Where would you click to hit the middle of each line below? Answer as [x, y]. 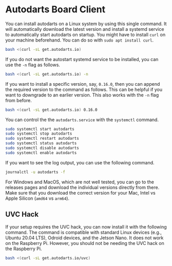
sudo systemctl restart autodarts [42, 139]
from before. [18, 100]
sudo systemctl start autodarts [40, 129]
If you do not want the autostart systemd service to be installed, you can [82, 59]
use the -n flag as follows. [33, 65]
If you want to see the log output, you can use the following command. [80, 162]
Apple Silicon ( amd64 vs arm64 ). [37, 198]
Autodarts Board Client [55, 9]
